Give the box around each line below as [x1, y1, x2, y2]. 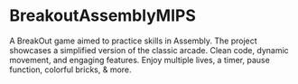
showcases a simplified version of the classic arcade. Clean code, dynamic [9, 44, 289, 55]
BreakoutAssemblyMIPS [9, 5, 196, 26]
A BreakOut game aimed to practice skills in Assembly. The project [9, 35, 257, 46]
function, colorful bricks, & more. [9, 64, 133, 75]
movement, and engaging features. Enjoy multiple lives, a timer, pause [9, 54, 271, 65]
